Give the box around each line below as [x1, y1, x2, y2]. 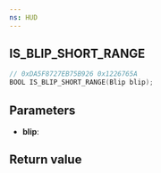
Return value [9, 152, 82, 168]
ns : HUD [9, 12, 38, 22]
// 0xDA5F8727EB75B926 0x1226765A [9, 70, 139, 78]
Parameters [9, 103, 76, 118]
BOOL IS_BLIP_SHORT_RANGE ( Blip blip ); [9, 78, 154, 87]
